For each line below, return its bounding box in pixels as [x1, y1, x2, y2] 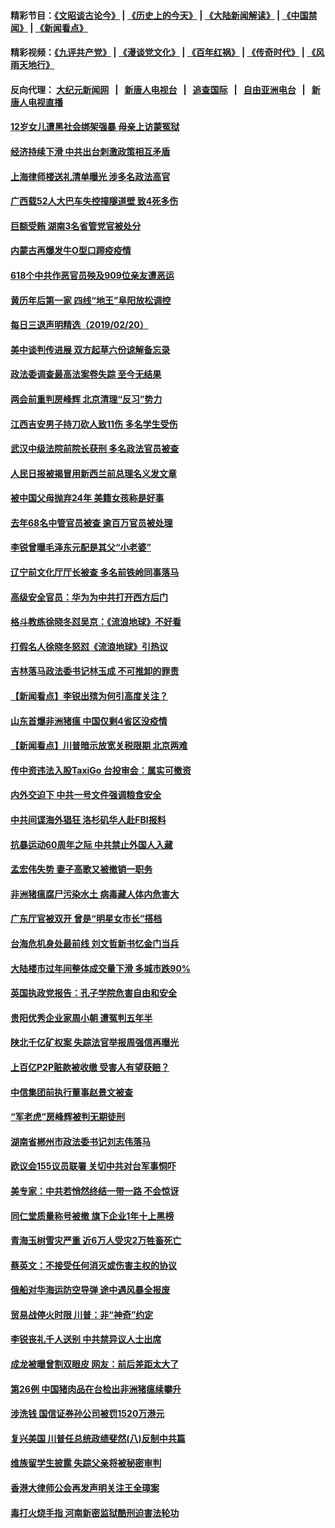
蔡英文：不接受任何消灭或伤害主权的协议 [10, 1259, 177, 1271]
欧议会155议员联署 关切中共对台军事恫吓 [10, 1160, 177, 1172]
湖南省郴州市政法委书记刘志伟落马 [10, 1135, 151, 1147]
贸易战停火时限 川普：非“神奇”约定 [10, 1308, 154, 1320]
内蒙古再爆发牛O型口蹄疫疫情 [10, 245, 132, 257]
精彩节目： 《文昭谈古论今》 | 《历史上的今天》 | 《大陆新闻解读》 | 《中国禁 [10, 9, 318, 21]
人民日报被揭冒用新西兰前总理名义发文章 [10, 467, 177, 479]
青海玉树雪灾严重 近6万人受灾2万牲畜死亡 [10, 1235, 182, 1247]
